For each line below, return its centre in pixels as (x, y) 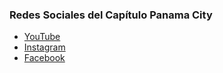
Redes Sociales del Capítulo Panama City (111, 15)
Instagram (44, 47)
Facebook (44, 58)
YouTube (42, 37)
